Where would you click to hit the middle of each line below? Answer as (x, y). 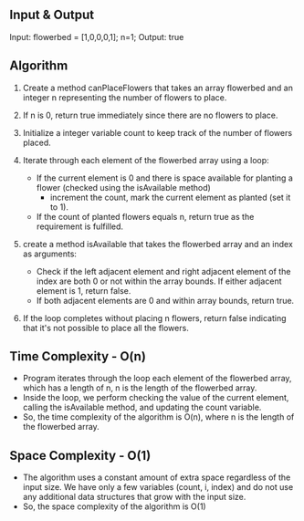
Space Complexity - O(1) (80, 455)
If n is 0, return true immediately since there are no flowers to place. (150, 115)
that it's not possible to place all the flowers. (105, 328)
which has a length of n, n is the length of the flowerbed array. (140, 388)
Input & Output (52, 15)
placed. (37, 142)
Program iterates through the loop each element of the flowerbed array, (157, 379)
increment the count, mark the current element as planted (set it (170, 197)
